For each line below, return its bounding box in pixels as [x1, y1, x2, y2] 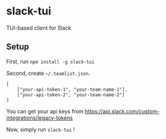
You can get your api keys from [6, 108, 84, 115]
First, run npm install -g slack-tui [6, 57, 95, 65]
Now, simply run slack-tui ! [6, 126, 75, 133]
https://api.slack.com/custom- [85, 108, 160, 115]
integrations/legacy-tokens [6, 114, 73, 121]
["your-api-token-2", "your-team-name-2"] [17, 92, 125, 98]
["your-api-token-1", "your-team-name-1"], [17, 86, 128, 92]
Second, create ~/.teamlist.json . [6, 69, 90, 77]
